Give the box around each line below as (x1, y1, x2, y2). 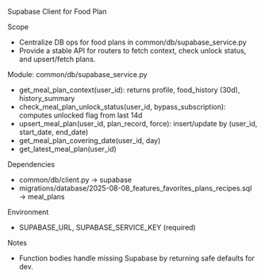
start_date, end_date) (18, 127, 89, 137)
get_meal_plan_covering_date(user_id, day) (18, 136, 161, 145)
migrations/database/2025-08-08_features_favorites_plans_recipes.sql (18, 183, 252, 193)
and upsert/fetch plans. (18, 55, 96, 64)
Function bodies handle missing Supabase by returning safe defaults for (18, 253, 255, 263)
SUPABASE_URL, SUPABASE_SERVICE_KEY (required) (18, 222, 196, 232)
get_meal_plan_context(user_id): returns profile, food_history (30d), (18, 85, 240, 95)
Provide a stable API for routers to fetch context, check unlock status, (18, 46, 247, 55)
